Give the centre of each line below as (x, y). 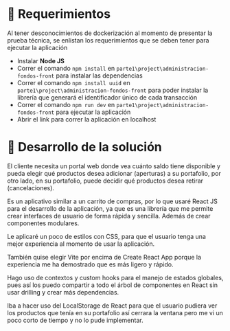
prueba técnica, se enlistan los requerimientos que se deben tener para (108, 40)
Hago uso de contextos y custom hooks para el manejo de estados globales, (115, 277)
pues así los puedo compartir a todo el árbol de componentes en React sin (113, 285)
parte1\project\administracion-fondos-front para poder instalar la (113, 90)
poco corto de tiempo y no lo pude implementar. (75, 320)
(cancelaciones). (31, 187)
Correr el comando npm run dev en (66, 104)
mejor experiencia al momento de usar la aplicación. (81, 244)
